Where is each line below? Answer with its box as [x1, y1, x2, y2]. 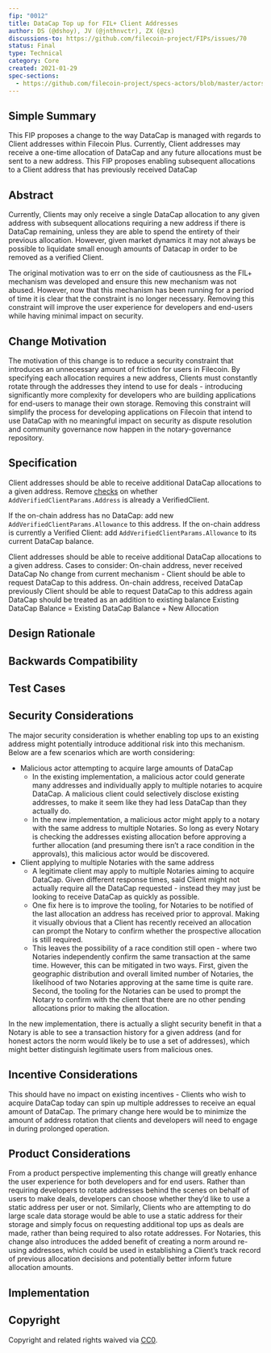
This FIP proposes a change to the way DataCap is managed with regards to [8, 131, 261, 140]
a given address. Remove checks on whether [8, 486, 158, 496]
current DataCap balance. [8, 536, 94, 545]
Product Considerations [8, 1146, 131, 1160]
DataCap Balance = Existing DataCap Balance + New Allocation [8, 603, 219, 613]
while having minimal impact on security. [8, 311, 144, 321]
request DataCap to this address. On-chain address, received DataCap [8, 578, 244, 587]
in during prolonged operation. [8, 1123, 110, 1134]
